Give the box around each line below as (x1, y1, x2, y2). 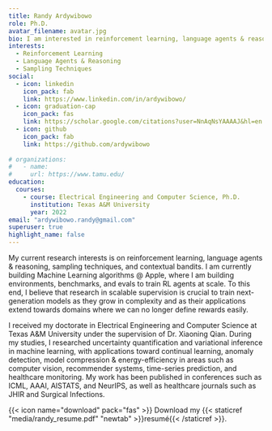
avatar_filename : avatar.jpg (8, 27, 107, 35)
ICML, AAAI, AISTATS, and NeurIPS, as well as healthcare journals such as (8, 381, 257, 390)
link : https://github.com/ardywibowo (23, 140, 151, 149)
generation (8, 296, 45, 305)
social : (8, 72, 35, 80)
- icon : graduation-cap (15, 102, 96, 110)
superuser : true (8, 223, 63, 231)
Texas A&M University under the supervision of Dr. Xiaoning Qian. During (8, 330, 253, 338)
